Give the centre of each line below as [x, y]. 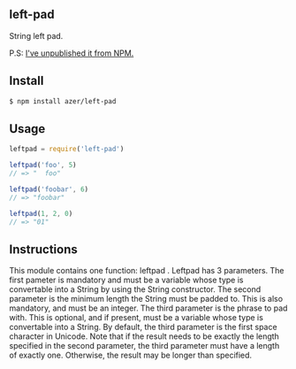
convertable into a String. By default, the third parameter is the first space [143, 327]
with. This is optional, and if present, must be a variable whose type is [136, 318]
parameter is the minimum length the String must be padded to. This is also [146, 299]
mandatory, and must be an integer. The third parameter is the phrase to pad [148, 308]
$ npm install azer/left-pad [63, 101]
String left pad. [36, 35]
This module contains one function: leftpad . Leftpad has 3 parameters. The [147, 271]
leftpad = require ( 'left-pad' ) [67, 150]
